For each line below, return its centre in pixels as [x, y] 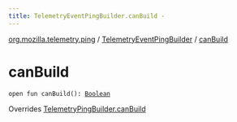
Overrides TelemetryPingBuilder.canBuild [77, 109]
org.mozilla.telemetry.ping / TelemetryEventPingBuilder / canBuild [118, 39]
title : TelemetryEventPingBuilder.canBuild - [86, 16]
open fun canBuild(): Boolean [60, 94]
